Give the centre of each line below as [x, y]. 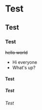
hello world [17, 52]
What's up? [24, 67]
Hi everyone [25, 62]
